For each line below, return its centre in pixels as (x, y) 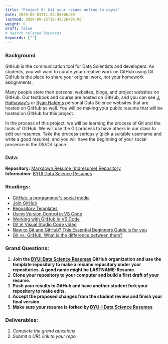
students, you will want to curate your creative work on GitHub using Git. (80, 72)
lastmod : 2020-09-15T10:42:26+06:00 (43, 19)
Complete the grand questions (44, 331)
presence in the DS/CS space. (36, 145)
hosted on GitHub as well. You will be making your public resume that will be (84, 108)
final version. (27, 302)
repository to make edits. (39, 291)
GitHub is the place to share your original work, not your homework (74, 77)
